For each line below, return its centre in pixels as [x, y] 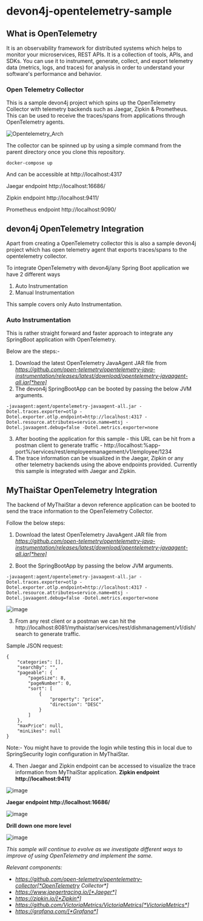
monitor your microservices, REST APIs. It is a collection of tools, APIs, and [100, 55]
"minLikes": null [39, 731]
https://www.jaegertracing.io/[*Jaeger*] [66, 892]
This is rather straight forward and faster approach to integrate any [90, 333]
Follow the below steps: [36, 523]
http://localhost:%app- [132, 445]
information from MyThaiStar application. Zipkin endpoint [87, 772]
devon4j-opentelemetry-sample [89, 11]
